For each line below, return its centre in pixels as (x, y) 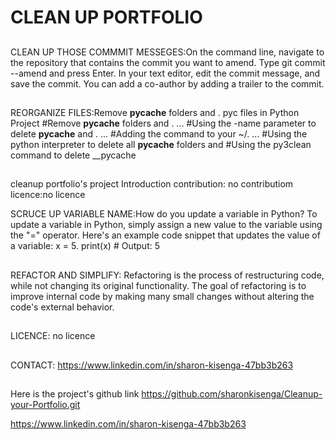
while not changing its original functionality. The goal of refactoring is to (158, 285)
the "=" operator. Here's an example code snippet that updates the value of (165, 235)
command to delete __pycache (73, 155)
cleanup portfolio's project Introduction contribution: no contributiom (152, 184)
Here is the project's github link (75, 393)
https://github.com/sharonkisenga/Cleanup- (232, 393)
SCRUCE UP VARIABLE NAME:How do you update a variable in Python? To (164, 214)
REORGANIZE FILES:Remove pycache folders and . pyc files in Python (155, 112)
